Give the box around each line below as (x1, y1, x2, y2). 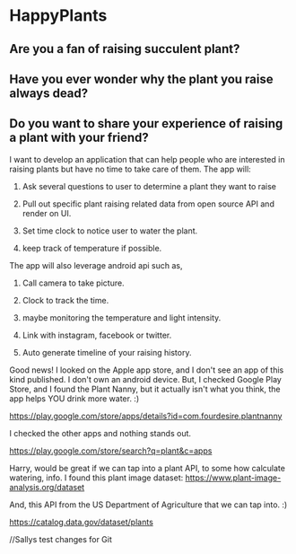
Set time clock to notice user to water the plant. (22, 225, 198, 236)
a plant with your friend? (9, 130, 150, 145)
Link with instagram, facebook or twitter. (22, 330, 172, 340)
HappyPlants (9, 5, 108, 26)
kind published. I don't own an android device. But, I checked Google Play (9, 374, 283, 384)
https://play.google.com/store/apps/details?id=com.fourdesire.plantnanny (9, 410, 283, 421)
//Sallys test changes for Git (9, 533, 112, 544)
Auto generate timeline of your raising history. (22, 347, 192, 357)
